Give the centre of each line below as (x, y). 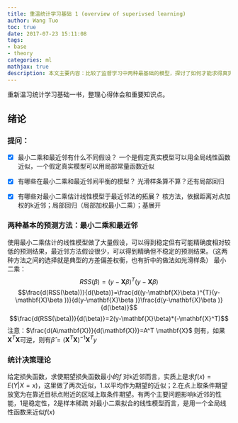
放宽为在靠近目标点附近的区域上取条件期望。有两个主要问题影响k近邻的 (112, 395)
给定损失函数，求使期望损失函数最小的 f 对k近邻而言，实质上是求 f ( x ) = (109, 377)
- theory (20, 54)
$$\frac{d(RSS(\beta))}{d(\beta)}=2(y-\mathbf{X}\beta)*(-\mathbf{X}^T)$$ (119, 319)
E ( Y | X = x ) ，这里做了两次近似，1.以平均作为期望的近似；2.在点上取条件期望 (118, 385)
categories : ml (30, 60)
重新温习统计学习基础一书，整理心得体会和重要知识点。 (88, 94)
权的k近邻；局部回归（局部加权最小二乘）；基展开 (89, 205)
